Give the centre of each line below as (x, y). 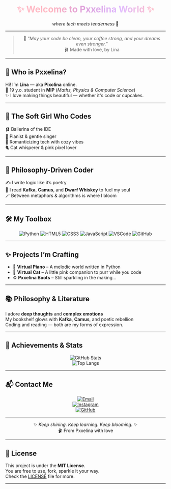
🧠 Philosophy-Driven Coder (49, 170)
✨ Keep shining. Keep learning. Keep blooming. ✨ (85, 425)
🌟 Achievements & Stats (44, 345)
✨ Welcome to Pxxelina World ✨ (85, 9)
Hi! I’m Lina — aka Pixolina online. (41, 84)
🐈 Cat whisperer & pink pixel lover (41, 147)
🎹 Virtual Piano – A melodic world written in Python (66, 267)
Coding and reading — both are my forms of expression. (64, 325)
